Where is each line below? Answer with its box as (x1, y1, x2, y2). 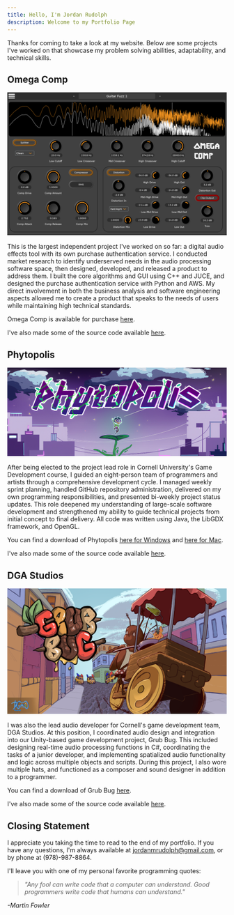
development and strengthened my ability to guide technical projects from (7, 507, 220, 516)
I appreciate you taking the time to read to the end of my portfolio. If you (7, 838, 214, 847)
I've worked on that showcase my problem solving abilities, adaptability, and (7, 46, 226, 54)
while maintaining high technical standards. (7, 302, 132, 310)
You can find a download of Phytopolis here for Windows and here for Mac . (7, 536, 224, 544)
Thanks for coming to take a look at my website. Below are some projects (7, 38, 218, 47)
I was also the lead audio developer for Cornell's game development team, (7, 721, 221, 730)
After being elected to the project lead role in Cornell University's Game (7, 463, 212, 472)
